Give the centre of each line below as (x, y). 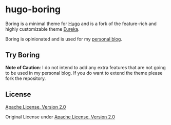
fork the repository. (26, 78)
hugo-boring (33, 9)
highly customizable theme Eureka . (42, 29)
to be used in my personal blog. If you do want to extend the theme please (84, 73)
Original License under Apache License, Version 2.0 (60, 117)
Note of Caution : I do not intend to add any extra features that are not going (85, 67)
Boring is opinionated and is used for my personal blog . (64, 39)
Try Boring (23, 55)
